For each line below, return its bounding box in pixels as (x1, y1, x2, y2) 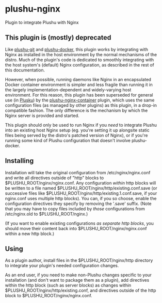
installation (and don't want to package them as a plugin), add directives (5, 277, 149, 283)
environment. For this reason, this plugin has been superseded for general (5, 92, 153, 98)
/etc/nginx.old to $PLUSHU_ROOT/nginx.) (5, 211, 88, 217)
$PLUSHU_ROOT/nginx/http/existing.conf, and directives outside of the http (5, 287, 156, 293)
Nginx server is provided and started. (5, 113, 80, 118)
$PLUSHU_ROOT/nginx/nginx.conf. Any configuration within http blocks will (5, 180, 156, 185)
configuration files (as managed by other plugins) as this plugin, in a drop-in (5, 102, 157, 108)
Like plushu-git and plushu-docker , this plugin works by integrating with (5, 46, 148, 52)
